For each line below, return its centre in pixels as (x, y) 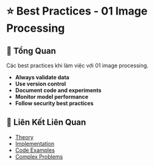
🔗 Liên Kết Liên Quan (46, 122)
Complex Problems (39, 156)
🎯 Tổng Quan (31, 51)
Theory (24, 137)
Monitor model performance (52, 97)
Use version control (40, 84)
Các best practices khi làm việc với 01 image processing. (78, 65)
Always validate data (42, 77)
